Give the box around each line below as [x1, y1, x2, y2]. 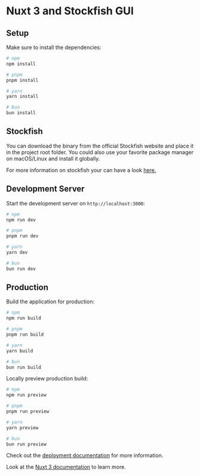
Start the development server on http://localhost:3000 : [6, 199, 145, 207]
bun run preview [6, 441, 47, 447]
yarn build [6, 348, 33, 354]
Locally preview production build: [6, 375, 88, 382]
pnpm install [6, 77, 39, 83]
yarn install [6, 94, 39, 100]
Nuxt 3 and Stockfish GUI [6, 4, 134, 18]
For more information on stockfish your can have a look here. [6, 166, 156, 174]
